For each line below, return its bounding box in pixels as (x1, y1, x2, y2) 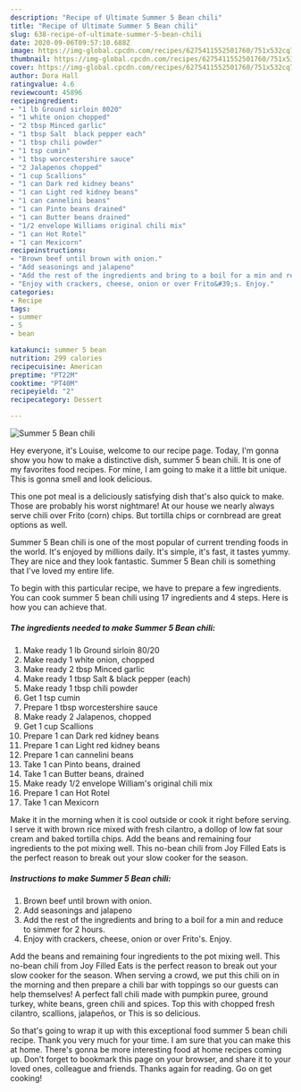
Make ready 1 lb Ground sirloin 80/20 (22, 644, 160, 655)
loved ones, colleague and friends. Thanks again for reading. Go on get (10, 1062, 272, 1074)
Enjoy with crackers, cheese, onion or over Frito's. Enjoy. (22, 933, 232, 944)
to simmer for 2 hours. (22, 924, 105, 934)
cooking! (10, 1072, 43, 1083)
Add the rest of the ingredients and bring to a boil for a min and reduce (22, 914, 284, 925)
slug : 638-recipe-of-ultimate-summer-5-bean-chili (10, 30, 203, 38)
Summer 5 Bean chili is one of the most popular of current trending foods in (10, 537, 288, 547)
